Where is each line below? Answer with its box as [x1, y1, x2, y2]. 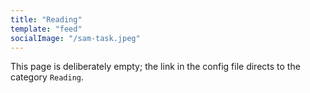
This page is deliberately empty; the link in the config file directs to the [10, 61, 301, 73]
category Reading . [10, 71, 85, 83]
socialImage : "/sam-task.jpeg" [10, 33, 141, 43]
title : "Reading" [10, 14, 83, 25]
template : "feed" [10, 24, 83, 34]
